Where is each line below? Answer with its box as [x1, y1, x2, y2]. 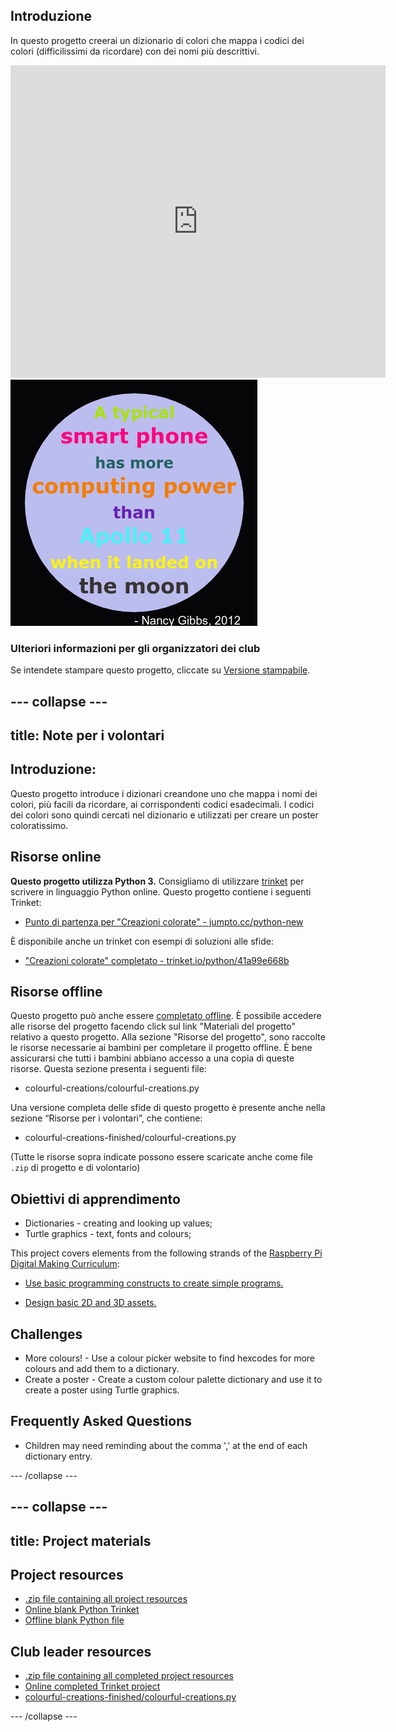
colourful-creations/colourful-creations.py [24, 1082, 200, 1094]
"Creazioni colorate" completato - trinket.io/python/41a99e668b [24, 954, 290, 966]
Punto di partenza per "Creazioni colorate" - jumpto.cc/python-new [24, 915, 304, 928]
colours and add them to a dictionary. [24, 1362, 180, 1374]
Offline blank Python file [24, 1614, 125, 1626]
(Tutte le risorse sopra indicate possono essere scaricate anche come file [10, 1151, 314, 1163]
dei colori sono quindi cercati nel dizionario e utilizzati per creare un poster [10, 809, 319, 821]
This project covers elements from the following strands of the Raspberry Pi [10, 1247, 323, 1259]
